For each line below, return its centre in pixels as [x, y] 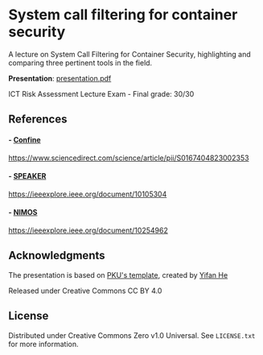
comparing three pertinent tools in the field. [80, 63]
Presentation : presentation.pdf [60, 78]
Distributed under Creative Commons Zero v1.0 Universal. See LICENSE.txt [132, 335]
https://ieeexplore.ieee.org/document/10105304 [88, 194]
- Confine [25, 139]
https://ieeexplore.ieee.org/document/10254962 [88, 230]
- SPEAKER [27, 176]
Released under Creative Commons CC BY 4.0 [85, 291]
